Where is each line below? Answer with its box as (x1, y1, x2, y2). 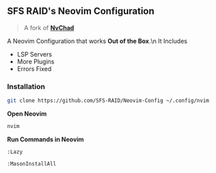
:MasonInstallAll (7, 160, 57, 167)
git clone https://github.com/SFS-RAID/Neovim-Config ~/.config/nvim (7, 97, 210, 105)
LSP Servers (16, 50, 53, 58)
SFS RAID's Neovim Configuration (7, 5, 155, 17)
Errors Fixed (16, 64, 52, 72)
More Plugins (16, 57, 55, 66)
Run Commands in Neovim (7, 135, 84, 143)
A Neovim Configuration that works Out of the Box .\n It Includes (7, 37, 188, 45)
